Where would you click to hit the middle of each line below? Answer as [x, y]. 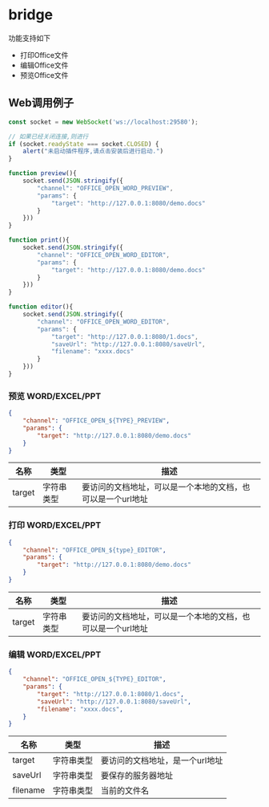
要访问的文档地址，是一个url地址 [162, 760]
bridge [31, 15]
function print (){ [39, 240]
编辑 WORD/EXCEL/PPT [55, 654]
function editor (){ [41, 307]
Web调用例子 [41, 103]
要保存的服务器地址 [137, 776]
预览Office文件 [44, 75]
